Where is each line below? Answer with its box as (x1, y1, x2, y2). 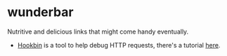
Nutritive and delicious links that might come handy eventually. (7, 27, 189, 36)
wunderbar (7, 4, 74, 20)
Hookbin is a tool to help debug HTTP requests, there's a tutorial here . (17, 41, 221, 49)
